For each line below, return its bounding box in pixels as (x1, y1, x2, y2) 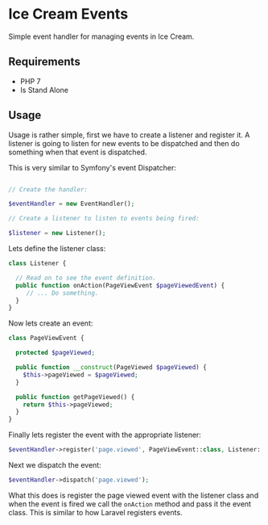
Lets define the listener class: (8, 244, 106, 254)
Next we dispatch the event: (8, 460, 102, 470)
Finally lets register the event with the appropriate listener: (8, 430, 201, 440)
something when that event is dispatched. (8, 147, 147, 157)
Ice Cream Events (8, 5, 129, 23)
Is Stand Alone (19, 85, 69, 94)
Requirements (8, 55, 80, 69)
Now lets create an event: (8, 318, 93, 328)
